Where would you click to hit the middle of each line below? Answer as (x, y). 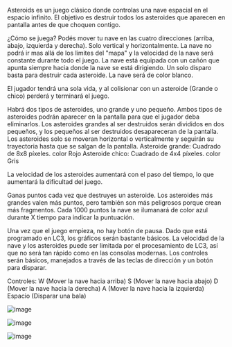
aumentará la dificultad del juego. (55, 182)
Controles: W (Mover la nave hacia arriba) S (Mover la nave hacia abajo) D (113, 281)
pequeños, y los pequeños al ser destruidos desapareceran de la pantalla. (113, 132)
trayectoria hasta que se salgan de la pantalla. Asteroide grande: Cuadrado (114, 146)
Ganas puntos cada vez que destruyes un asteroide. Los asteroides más (110, 195)
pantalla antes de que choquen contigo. (64, 25)
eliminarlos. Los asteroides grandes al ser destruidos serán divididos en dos (116, 124)
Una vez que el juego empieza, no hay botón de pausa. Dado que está (107, 231)
